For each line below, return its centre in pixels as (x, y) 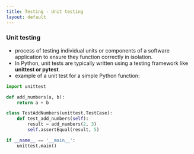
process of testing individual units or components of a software (92, 50)
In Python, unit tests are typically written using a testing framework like (101, 63)
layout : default (26, 17)
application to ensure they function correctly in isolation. (84, 57)
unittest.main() (37, 146)
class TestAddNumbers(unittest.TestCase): (59, 113)
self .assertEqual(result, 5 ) (63, 130)
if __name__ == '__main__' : (41, 140)
